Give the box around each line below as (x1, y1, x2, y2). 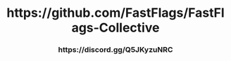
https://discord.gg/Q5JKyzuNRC (58, 45, 173, 55)
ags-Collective (71, 20, 160, 36)
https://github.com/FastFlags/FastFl (6, 5, 225, 21)
